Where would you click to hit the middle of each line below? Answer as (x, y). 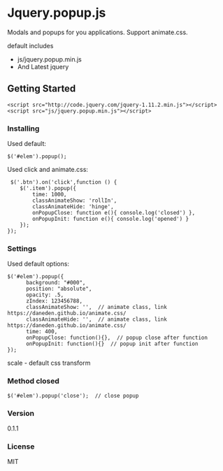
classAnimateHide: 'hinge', (73, 207)
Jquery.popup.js (57, 13)
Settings (22, 248)
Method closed (33, 381)
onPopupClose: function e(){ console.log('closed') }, (114, 213)
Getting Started (42, 89)
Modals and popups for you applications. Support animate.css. (98, 32)
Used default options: (38, 264)
